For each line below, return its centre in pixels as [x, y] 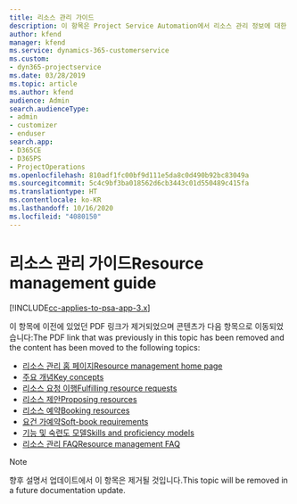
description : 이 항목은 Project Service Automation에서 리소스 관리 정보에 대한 [148, 26]
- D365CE [25, 150]
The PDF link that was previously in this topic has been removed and [159, 337]
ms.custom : [29, 59]
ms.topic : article [43, 84]
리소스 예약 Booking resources [76, 410]
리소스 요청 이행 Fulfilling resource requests [99, 388]
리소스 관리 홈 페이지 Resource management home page [122, 366]
